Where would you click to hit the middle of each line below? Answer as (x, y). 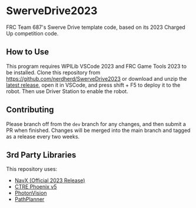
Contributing (30, 110)
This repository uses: (32, 169)
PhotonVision (31, 193)
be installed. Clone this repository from (53, 72)
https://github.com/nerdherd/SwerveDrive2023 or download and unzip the (97, 78)
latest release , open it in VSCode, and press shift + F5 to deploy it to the (93, 85)
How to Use (28, 52)
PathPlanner (29, 199)
